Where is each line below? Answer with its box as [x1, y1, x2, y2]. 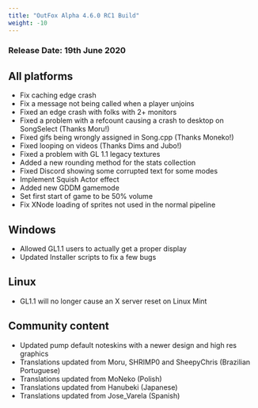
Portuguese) [19, 365, 61, 375]
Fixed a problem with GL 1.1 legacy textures [19, 150, 161, 159]
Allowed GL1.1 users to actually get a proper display [19, 244, 188, 254]
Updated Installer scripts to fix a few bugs [19, 253, 157, 262]
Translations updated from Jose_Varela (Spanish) [19, 391, 180, 400]
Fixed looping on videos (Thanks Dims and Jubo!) [19, 141, 182, 151]
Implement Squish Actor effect [19, 175, 120, 185]
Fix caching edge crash [19, 90, 97, 100]
